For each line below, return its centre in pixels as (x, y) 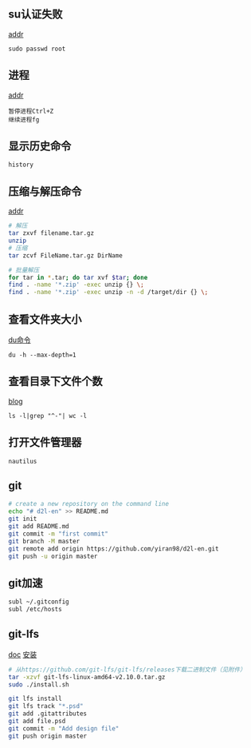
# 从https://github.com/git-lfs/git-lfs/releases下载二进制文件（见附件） (127, 670)
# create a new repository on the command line (89, 504)
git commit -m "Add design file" (64, 728)
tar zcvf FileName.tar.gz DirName (66, 255)
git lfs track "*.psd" (46, 706)
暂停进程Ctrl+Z (31, 111)
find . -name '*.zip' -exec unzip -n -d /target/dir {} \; (108, 292)
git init (23, 519)
